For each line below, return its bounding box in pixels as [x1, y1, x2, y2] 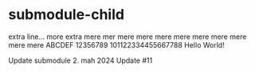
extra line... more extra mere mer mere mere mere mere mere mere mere [8, 32, 247, 41]
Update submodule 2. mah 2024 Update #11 [8, 56, 153, 65]
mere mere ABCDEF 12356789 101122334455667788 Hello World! [8, 40, 225, 49]
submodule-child [8, 6, 125, 24]
